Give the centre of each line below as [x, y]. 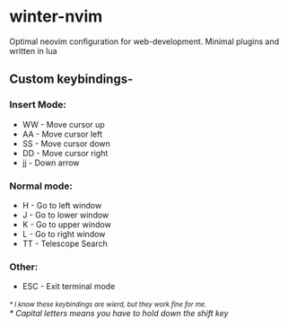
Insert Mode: [38, 105]
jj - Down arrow [51, 163]
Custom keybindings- [71, 80]
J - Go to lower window [65, 215]
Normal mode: [41, 186]
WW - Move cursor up [63, 124]
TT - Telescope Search [65, 243]
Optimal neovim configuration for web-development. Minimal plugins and [144, 41]
